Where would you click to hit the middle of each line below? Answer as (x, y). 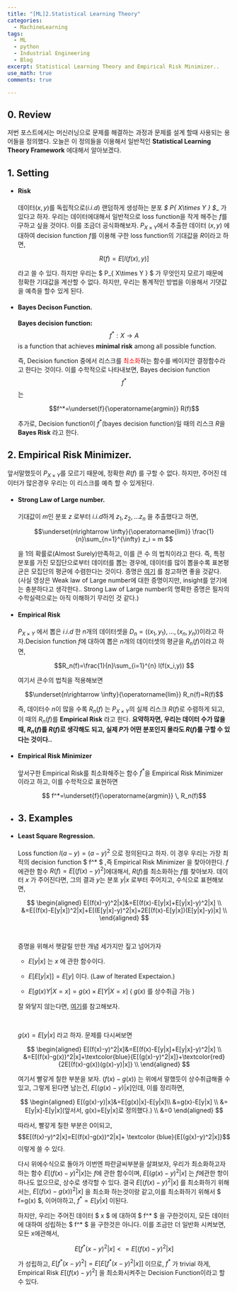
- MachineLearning (41, 27)
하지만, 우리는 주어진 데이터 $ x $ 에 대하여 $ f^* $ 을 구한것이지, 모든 (114, 1216)
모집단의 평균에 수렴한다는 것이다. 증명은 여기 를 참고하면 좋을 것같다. (126, 571)
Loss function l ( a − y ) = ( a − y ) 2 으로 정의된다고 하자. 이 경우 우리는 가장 (119, 852)
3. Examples (45, 818)
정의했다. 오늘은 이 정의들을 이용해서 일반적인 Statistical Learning (118, 142)
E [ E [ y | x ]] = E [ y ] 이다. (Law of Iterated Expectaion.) (102, 976)
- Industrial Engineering (52, 54)
